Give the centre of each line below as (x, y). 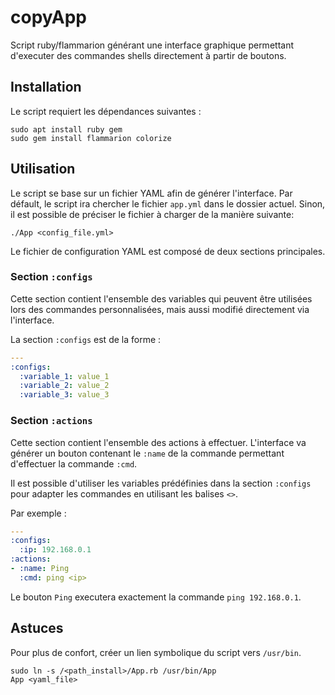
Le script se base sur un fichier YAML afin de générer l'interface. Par (151, 193)
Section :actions (51, 421)
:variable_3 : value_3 (64, 395)
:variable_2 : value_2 (64, 386)
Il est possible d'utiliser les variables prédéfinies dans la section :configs (161, 483)
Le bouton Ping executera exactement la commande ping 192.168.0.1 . (156, 597)
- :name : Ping (40, 569)
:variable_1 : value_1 (64, 376)
